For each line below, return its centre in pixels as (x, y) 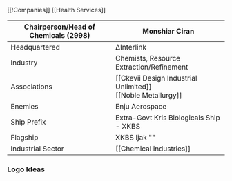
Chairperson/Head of (59, 27)
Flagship (25, 137)
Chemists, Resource (148, 58)
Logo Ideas (26, 169)
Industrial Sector (37, 149)
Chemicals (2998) (60, 35)
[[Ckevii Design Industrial (156, 78)
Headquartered (35, 47)
